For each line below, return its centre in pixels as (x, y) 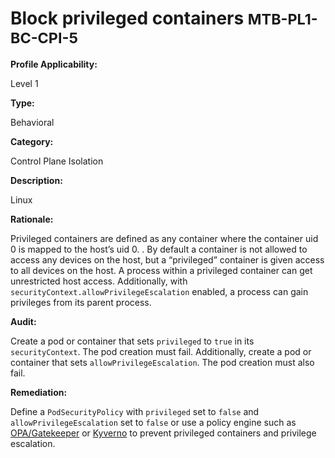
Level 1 (24, 83)
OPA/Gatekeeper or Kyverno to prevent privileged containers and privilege (163, 433)
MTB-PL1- (282, 19)
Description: (36, 180)
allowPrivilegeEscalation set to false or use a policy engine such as (153, 422)
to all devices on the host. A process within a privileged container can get (161, 270)
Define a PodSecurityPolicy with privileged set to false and (135, 411)
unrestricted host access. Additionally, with (99, 281)
